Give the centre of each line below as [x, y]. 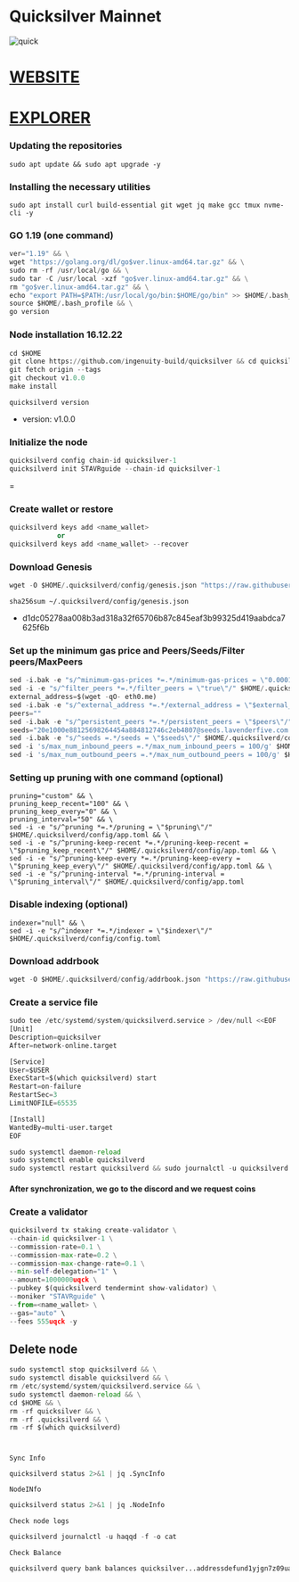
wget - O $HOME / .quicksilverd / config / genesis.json [103, 586]
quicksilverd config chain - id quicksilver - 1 [93, 461]
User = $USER [29, 1070]
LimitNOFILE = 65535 [43, 1103]
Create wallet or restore [61, 508]
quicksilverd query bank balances [73, 1569]
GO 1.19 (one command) [61, 235]
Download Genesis [51, 566]
